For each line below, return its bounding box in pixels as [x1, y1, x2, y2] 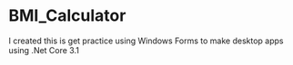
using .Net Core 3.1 [8, 44, 79, 55]
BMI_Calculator [8, 5, 126, 26]
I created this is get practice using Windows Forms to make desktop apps [8, 35, 284, 46]
